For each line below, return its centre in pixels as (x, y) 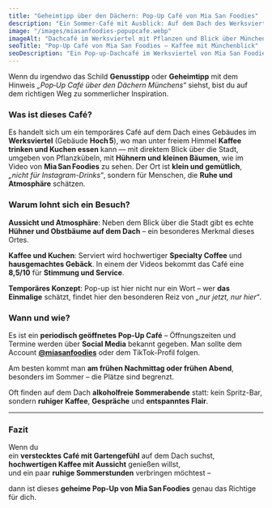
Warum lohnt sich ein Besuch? (70, 205)
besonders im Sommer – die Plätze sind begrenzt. (91, 376)
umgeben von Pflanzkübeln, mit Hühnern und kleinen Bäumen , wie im (126, 158)
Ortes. (19, 239)
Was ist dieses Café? (51, 114)
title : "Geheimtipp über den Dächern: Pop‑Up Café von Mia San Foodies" (134, 16)
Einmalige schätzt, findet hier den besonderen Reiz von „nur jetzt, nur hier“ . (135, 297)
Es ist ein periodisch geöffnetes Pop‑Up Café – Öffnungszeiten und (122, 335)
